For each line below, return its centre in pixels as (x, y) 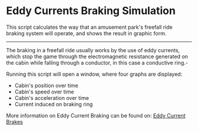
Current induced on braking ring (54, 104)
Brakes (15, 122)
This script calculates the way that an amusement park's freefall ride (89, 27)
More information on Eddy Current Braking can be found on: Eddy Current (96, 115)
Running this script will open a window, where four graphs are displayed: (94, 74)
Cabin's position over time (46, 85)
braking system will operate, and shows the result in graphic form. (86, 33)
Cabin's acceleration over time (52, 98)
